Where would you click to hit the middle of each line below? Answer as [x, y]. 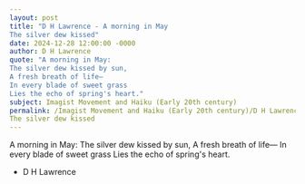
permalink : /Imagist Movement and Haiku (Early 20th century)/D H [138, 111]
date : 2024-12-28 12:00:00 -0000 [73, 43]
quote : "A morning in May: [60, 60]
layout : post [34, 18]
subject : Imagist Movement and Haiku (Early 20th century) [123, 102]
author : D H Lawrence [50, 52]
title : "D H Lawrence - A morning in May [89, 26]
